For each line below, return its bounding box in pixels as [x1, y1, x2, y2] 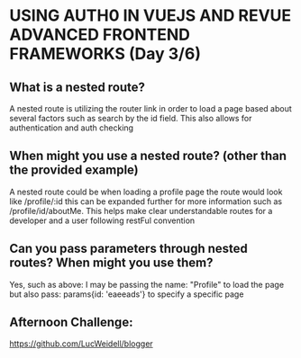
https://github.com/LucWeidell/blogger [9, 338, 153, 349]
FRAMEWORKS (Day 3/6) [9, 44, 201, 64]
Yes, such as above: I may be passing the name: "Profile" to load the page [9, 279, 285, 290]
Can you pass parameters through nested [9, 241, 248, 256]
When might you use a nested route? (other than [9, 148, 287, 164]
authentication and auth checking [9, 122, 133, 133]
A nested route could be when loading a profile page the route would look [9, 186, 283, 197]
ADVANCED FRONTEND [9, 24, 191, 45]
